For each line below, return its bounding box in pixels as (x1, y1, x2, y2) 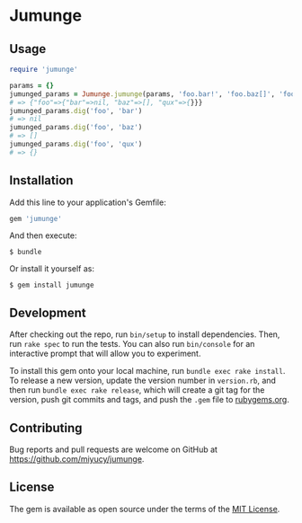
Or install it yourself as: (9, 263, 94, 274)
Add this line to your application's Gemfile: (9, 197, 166, 208)
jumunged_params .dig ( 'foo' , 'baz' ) (9, 123, 143, 132)
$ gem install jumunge (9, 280, 94, 290)
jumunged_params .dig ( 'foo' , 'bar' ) (9, 106, 143, 115)
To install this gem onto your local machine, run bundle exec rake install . (9, 366, 286, 377)
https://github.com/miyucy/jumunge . (9, 454, 145, 465)
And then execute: (9, 230, 77, 241)
